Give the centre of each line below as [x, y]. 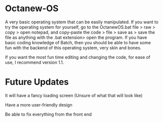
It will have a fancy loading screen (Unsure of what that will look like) [74, 95]
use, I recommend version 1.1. [35, 62]
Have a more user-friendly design [39, 105]
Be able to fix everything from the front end [48, 114]
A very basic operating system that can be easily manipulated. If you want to [82, 22]
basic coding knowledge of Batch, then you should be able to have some [78, 42]
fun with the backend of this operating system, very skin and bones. [73, 48]
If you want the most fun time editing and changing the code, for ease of [78, 57]
